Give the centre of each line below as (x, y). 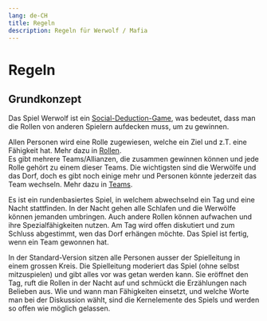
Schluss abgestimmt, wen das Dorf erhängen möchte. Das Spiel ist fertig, (129, 234)
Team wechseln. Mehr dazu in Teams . (71, 185)
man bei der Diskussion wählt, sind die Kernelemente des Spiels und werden (134, 300)
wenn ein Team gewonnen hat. (59, 242)
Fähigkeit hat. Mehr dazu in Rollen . (65, 151)
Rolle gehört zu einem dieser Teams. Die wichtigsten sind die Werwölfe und (132, 167)
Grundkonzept (45, 99)
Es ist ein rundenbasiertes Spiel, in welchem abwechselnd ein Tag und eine (132, 200)
